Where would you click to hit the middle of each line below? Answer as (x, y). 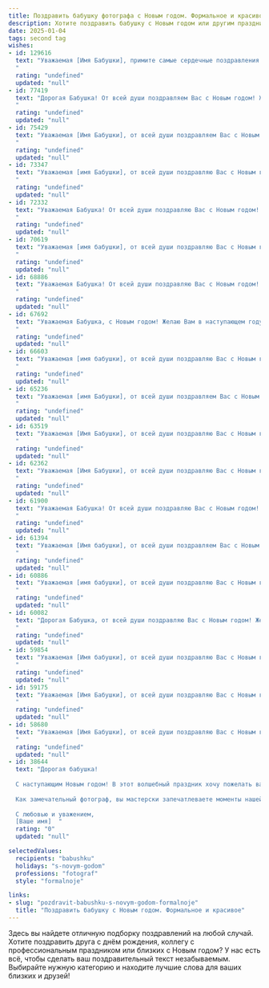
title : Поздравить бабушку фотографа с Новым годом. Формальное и (121, 16)
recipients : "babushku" (55, 858)
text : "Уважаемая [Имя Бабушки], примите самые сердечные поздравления (138, 61)
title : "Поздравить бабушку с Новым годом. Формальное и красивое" (130, 911)
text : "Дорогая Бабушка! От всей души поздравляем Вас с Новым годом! (136, 98)
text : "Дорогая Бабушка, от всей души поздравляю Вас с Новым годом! (134, 620)
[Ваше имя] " (39, 822)
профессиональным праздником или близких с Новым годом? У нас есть (134, 950)
